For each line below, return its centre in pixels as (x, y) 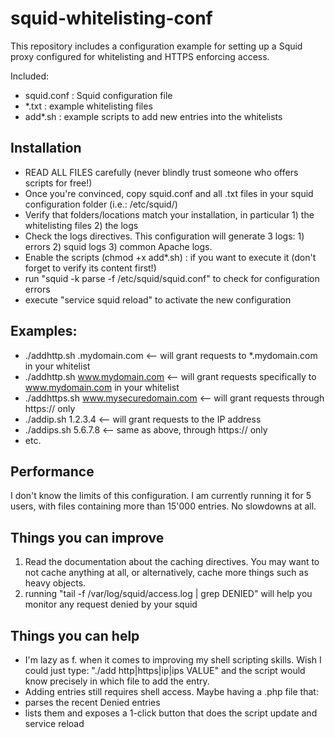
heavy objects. (55, 583)
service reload (54, 723)
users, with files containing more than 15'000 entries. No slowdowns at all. (163, 506)
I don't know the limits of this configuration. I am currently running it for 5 (161, 496)
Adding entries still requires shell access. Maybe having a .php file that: (171, 691)
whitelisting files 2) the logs (81, 225)
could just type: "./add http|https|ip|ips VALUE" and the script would (165, 670)
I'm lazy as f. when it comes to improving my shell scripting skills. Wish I (173, 660)
